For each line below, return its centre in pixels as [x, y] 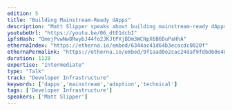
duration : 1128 [29, 59]
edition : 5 [23, 13]
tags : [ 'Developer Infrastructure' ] [60, 90]
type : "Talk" [26, 71]
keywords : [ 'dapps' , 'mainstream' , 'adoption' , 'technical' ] [92, 84]
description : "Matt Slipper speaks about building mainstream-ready [108, 26]
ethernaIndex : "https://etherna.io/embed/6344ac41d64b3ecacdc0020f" [108, 46]
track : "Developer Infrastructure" [58, 78]
